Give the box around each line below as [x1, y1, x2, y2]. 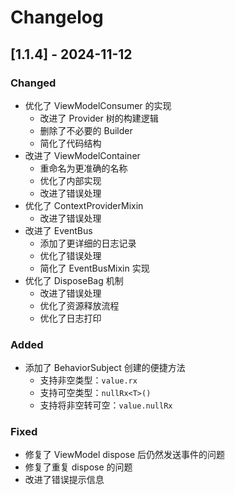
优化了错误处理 [39, 249, 102, 261]
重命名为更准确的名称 [39, 162, 128, 174]
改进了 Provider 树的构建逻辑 [39, 112, 159, 124]
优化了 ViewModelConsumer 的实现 [24, 99, 172, 111]
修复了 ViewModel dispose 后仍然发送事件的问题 [24, 449, 226, 461]
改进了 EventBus [24, 224, 93, 236]
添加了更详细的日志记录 [39, 237, 137, 249]
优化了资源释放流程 [39, 299, 120, 311]
